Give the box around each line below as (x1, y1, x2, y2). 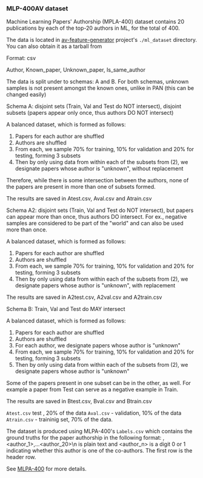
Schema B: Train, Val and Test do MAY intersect (6, 306, 125, 313)
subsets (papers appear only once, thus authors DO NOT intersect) (6, 109, 174, 117)
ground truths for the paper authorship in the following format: (6, 434, 162, 442)
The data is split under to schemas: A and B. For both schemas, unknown (6, 78, 189, 86)
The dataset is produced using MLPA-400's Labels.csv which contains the (6, 428, 193, 435)
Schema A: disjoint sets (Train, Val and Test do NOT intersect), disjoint (6, 103, 182, 110)
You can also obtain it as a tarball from (6, 43, 102, 50)
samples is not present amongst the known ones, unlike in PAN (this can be (6, 84, 195, 92)
